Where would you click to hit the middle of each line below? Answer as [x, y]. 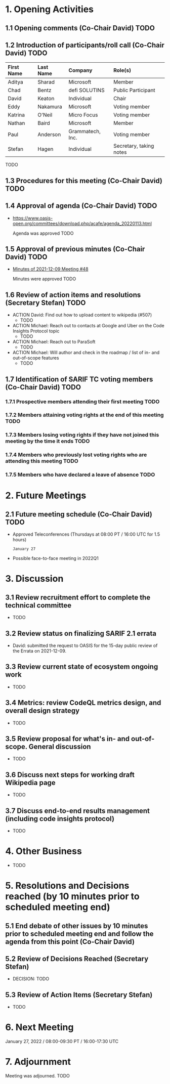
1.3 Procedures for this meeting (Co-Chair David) [84, 181]
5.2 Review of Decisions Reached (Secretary [77, 959]
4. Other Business [44, 851]
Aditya [16, 82]
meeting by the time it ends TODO [48, 441]
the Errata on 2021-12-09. [39, 651]
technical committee [38, 605]
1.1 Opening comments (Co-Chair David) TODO [80, 28]
